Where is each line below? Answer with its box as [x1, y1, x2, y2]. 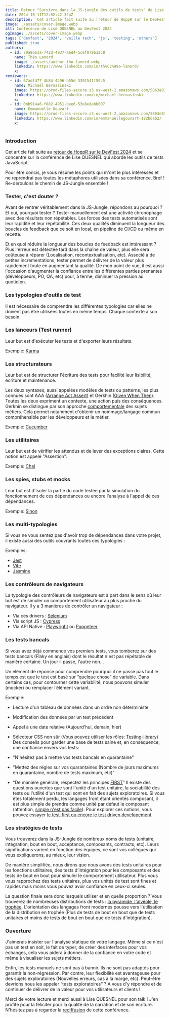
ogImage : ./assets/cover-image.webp [5, 31, 82, 36]
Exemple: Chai [5, 463, 35, 469]
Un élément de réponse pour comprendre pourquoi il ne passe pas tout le [5, 668, 158, 674]
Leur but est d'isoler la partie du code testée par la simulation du [5, 487, 140, 493]
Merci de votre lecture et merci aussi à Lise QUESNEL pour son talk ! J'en [5, 996, 158, 1002]
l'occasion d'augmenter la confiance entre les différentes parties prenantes [5, 268, 162, 274]
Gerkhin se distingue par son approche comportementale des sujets [5, 404, 147, 410]
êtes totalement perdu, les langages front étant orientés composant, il [12, 795, 158, 802]
